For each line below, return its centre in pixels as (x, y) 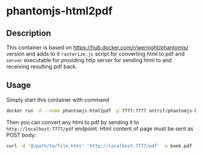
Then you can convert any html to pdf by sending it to (73, 122)
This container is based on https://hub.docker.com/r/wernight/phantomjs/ (97, 47)
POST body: (21, 135)
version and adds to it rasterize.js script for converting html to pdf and (96, 54)
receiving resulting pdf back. (42, 66)
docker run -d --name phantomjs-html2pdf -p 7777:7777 (76, 111)
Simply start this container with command (58, 99)
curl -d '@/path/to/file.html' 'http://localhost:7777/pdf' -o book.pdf (99, 146)
